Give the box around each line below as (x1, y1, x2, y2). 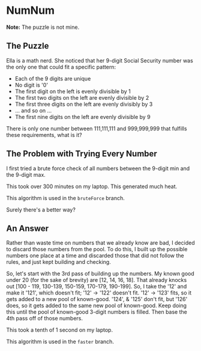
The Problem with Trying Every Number (6, 148, 157, 159)
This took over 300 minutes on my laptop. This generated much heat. (6, 183, 178, 190)
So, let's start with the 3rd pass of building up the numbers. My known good (6, 270, 195, 277)
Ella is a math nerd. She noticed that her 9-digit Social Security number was (6, 56, 193, 64)
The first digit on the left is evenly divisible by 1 (14, 88, 131, 95)
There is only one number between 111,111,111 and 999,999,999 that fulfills (6, 124, 187, 132)
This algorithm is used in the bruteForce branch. (6, 194, 125, 201)
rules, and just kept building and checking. (6, 258, 111, 266)
